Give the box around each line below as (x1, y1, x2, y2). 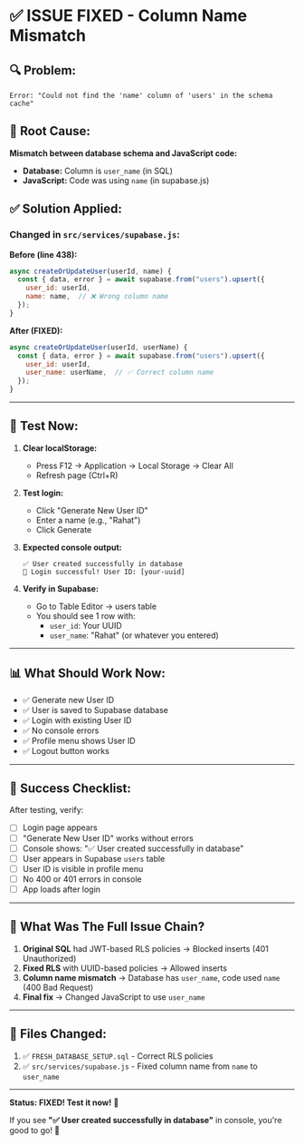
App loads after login (22, 884, 101, 895)
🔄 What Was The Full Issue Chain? (9, 919, 205, 935)
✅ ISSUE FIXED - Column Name (9, 5, 247, 26)
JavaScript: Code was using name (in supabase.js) (22, 174, 210, 186)
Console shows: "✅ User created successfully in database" (22, 843, 244, 854)
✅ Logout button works (22, 745, 110, 756)
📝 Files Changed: (9, 1026, 107, 1042)
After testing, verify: (9, 805, 84, 816)
